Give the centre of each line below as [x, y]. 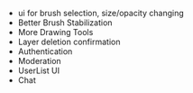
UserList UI [39, 70]
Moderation [39, 61]
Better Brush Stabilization [65, 23]
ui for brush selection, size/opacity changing [101, 13]
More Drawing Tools [55, 32]
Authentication [45, 51]
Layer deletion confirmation [69, 42]
